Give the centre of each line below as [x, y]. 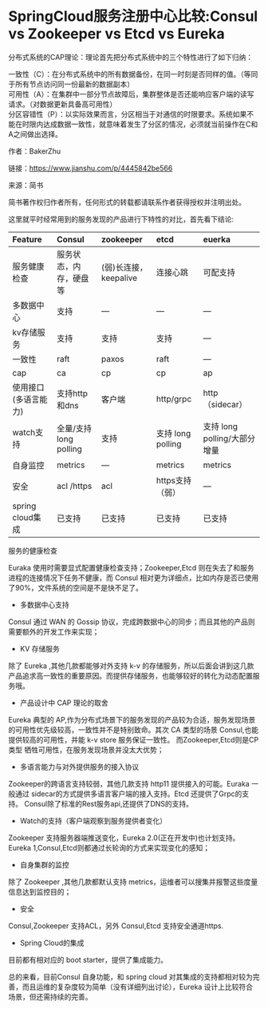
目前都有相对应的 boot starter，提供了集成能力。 [88, 959]
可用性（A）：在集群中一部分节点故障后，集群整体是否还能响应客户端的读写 [131, 94]
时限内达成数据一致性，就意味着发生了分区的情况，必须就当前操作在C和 [140, 124]
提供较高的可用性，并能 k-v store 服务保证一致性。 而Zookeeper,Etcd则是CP [134, 739]
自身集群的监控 [44, 864]
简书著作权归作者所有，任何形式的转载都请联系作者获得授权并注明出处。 [127, 202]
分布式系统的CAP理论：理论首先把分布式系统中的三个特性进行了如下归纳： [131, 57]
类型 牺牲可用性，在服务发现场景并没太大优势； [86, 750]
